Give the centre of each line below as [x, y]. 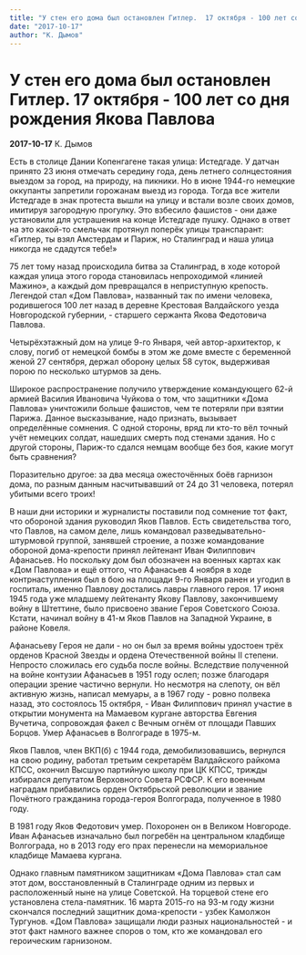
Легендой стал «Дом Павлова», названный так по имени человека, [141, 296]
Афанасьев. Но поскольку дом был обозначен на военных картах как [145, 560]
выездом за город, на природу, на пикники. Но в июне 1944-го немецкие [153, 181]
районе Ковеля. [40, 628]
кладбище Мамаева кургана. [66, 856]
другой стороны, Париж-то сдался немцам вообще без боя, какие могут [152, 447]
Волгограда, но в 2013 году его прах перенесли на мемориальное [139, 846]
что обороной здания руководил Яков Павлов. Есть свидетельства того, [150, 522]
